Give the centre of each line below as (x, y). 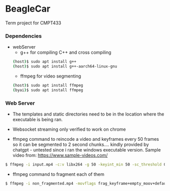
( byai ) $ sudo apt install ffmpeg (48, 90)
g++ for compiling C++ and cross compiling (66, 52)
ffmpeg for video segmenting (51, 76)
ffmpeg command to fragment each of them (58, 174)
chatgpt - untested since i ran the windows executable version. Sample (87, 150)
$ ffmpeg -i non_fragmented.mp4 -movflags (51, 183)
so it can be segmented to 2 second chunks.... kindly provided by (81, 144)
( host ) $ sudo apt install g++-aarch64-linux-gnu (65, 66)
